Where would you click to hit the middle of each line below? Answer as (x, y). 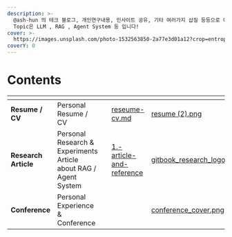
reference (127, 173)
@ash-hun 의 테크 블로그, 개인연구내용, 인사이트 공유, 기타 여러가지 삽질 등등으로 (117, 20)
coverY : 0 (21, 46)
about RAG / (77, 168)
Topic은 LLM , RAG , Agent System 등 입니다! (76, 26)
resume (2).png (176, 114)
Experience (76, 205)
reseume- (128, 109)
